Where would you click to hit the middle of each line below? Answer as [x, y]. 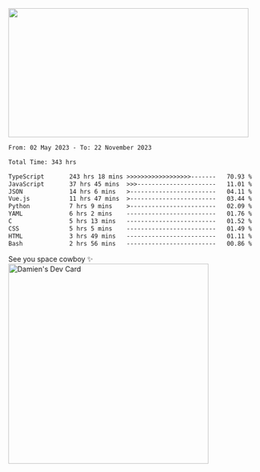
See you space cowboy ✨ [51, 258]
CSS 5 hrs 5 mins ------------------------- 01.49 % [130, 228]
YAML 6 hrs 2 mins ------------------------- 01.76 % [130, 214]
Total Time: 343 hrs [43, 162]
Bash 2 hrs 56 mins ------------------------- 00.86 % [130, 243]
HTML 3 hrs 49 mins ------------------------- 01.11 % [130, 236]
